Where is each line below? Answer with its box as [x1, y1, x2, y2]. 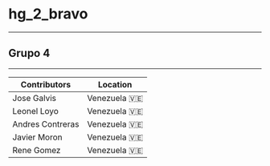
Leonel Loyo [12, 105, 59, 116]
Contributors [20, 79, 72, 90]
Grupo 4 [8, 47, 51, 60]
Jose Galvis [12, 92, 56, 103]
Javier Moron [12, 132, 63, 143]
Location [97, 79, 133, 90]
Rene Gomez [12, 144, 61, 156]
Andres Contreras [12, 118, 80, 129]
